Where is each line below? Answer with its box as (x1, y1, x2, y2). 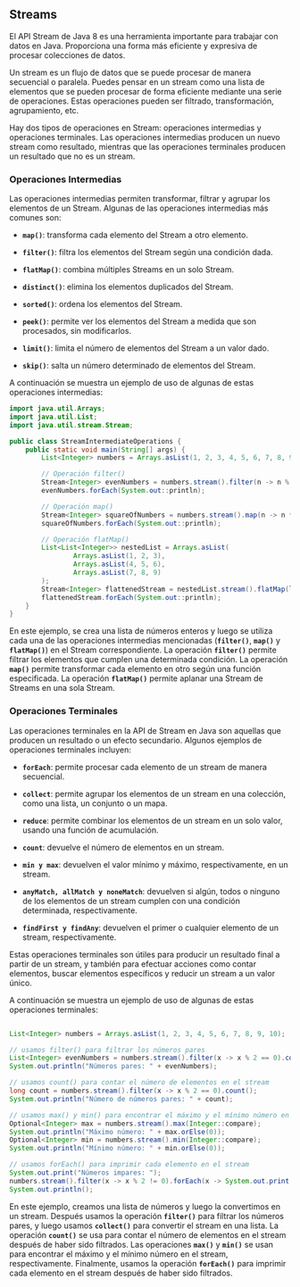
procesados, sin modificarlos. (21, 326, 132, 336)
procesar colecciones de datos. (9, 49, 126, 61)
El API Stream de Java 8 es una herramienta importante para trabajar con (9, 30, 279, 41)
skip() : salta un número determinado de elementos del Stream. (21, 361, 256, 371)
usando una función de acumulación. (21, 825, 159, 835)
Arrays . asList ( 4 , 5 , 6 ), (72, 560, 166, 569)
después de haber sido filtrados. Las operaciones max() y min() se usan (9, 1239, 274, 1250)
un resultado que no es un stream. (9, 151, 136, 162)
